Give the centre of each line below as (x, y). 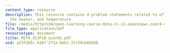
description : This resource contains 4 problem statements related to (81, 15)
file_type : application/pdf (35, 29)
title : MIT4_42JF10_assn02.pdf (38, 38)
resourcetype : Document (30, 33)
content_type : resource (30, 10)
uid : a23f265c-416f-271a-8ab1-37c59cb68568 (52, 43)
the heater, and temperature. (41, 19)
